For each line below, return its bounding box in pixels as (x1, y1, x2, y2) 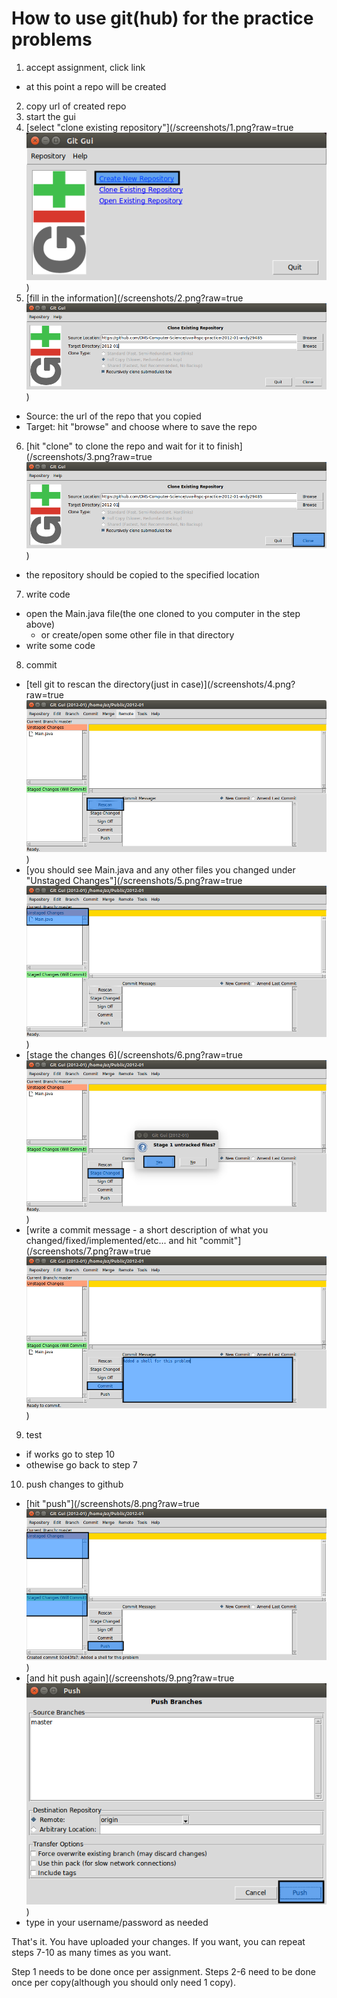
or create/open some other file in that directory (40, 629, 235, 641)
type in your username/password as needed (25, 1917, 209, 1929)
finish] (216, 440, 243, 452)
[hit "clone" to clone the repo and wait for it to (25, 440, 215, 452)
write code (25, 588, 71, 601)
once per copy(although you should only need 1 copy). (11, 1977, 236, 1989)
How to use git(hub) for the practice (11, 7, 314, 30)
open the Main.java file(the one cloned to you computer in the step (25, 608, 301, 620)
